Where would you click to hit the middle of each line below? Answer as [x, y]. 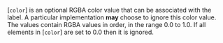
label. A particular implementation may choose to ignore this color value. [112, 17]
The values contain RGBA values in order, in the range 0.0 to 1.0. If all [107, 25]
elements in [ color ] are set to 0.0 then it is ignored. [80, 32]
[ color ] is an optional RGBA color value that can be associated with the [109, 10]
